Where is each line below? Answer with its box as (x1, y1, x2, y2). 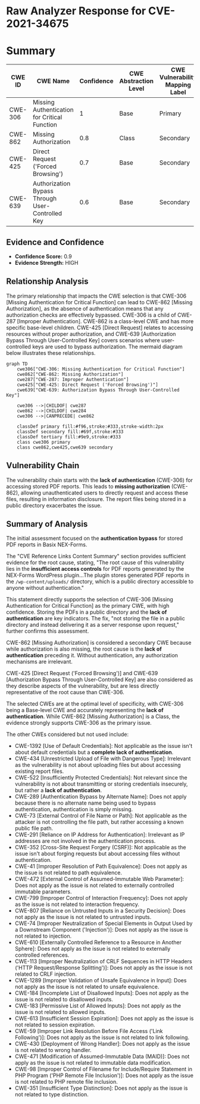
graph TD (6, 361, 28, 367)
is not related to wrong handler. (14, 1047, 92, 1054)
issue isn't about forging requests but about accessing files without (14, 850, 180, 857)
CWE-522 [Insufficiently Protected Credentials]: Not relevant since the (14, 774, 187, 781)
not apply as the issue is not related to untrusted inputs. (14, 914, 152, 921)
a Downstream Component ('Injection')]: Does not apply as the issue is (14, 926, 189, 933)
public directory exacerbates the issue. (6, 502, 102, 509)
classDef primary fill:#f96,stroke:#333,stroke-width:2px (17, 423, 164, 429)
